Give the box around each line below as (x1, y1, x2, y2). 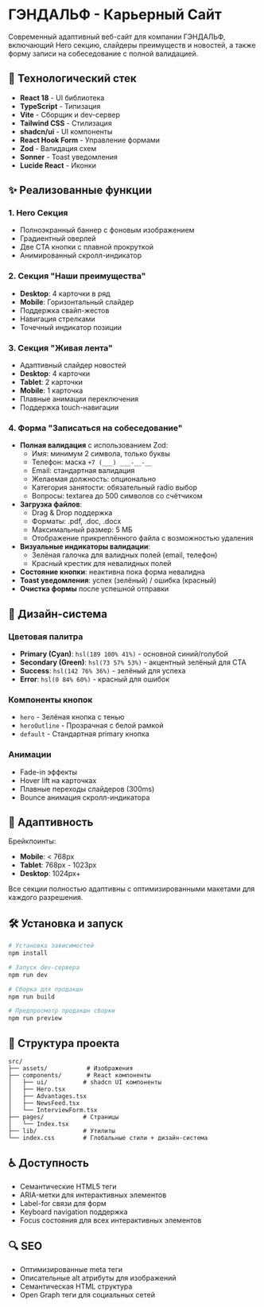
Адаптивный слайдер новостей (19, 360, 126, 370)
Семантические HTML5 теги (19, 1181, 117, 1191)
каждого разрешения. (8, 893, 83, 902)
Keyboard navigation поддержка (19, 1207, 128, 1216)
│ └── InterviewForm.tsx (8, 1107, 98, 1115)
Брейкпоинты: (8, 836, 56, 846)
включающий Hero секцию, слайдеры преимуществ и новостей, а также (8, 40, 256, 49)
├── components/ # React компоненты (8, 1072, 151, 1080)
